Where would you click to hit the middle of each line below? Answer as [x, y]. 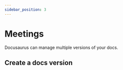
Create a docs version [39, 62]
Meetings [24, 34]
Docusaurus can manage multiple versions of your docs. [61, 47]
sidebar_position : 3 [26, 10]
